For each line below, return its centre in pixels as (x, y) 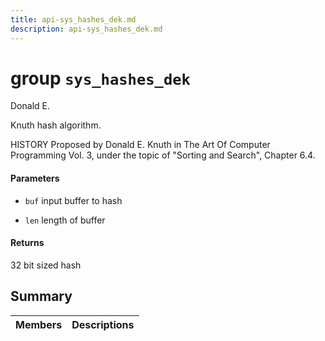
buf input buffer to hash (73, 200)
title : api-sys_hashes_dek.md (73, 19)
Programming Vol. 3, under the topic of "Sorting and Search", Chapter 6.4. (163, 155)
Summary (41, 296)
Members (39, 324)
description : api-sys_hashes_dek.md (86, 29)
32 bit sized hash (46, 265)
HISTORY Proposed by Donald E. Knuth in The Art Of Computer (140, 145)
